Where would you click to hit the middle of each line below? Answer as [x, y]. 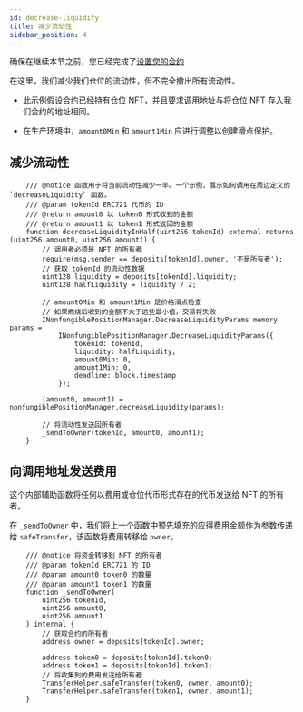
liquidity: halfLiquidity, [125, 352]
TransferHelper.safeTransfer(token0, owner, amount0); [148, 683]
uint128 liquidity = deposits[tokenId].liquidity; [140, 277]
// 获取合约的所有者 [75, 634]
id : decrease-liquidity [54, 18]
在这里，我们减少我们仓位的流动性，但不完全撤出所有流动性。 [125, 81]
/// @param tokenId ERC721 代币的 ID [95, 205]
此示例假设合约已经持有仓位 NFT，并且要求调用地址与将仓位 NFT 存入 [153, 100]
